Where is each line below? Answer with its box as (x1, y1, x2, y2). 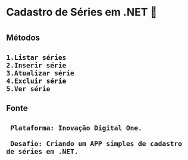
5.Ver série (6, 84, 51, 93)
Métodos (6, 33, 40, 43)
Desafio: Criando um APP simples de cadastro (10, 139, 183, 148)
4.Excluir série (6, 76, 67, 85)
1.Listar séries (6, 53, 67, 61)
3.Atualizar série (6, 69, 74, 77)
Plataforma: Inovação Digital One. (10, 124, 143, 132)
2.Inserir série (6, 61, 67, 69)
